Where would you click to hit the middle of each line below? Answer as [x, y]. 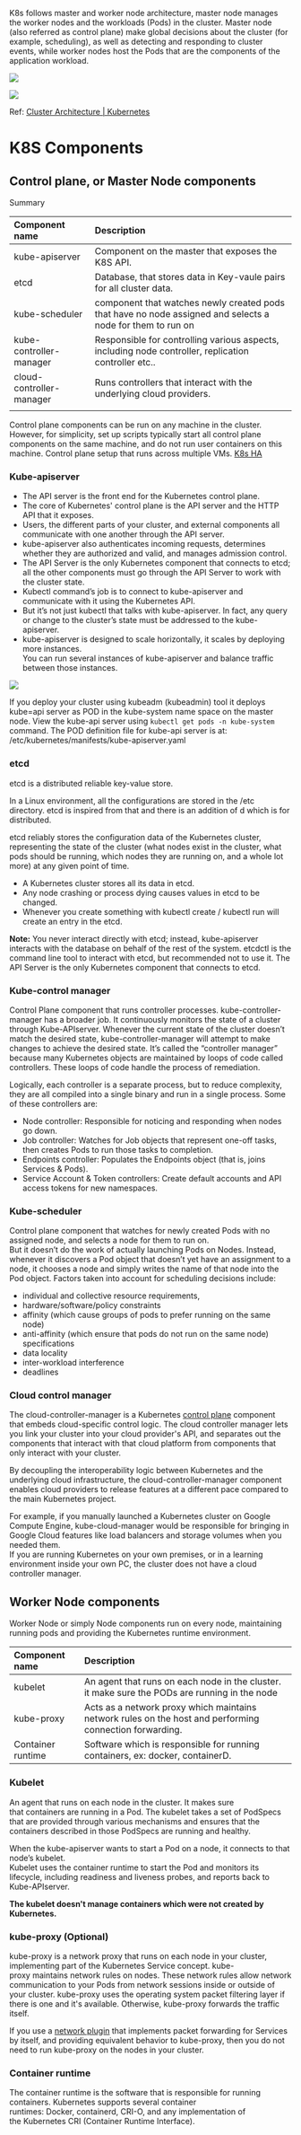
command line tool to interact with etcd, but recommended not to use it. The [150, 958]
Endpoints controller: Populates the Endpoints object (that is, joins [144, 1159]
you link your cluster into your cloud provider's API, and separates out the [145, 1434]
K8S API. [113, 262]
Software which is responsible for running [172, 1744]
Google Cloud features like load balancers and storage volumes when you [146, 1535]
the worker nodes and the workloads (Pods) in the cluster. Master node [141, 22]
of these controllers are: [54, 1103]
